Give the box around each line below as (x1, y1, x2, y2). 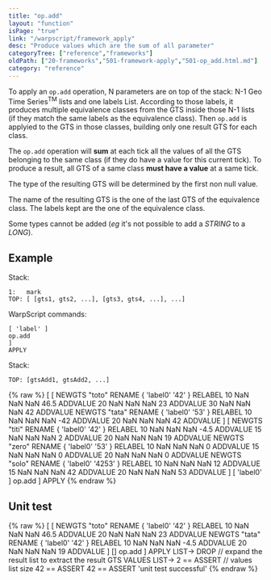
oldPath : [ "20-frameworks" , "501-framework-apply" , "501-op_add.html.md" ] (8, 57, 258, 65)
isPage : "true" (8, 27, 60, 35)
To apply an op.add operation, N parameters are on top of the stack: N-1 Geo (8, 86, 262, 96)
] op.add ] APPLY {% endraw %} (8, 476, 117, 485)
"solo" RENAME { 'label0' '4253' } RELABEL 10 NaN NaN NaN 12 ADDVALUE (8, 459, 261, 469)
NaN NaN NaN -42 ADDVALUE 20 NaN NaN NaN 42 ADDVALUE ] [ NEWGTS (8, 416, 263, 426)
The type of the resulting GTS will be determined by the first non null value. (8, 179, 258, 189)
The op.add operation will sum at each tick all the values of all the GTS (8, 146, 242, 156)
